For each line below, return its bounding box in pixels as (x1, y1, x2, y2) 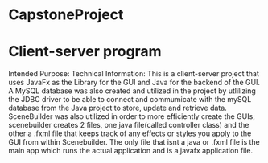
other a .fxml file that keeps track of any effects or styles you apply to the (8, 128, 252, 138)
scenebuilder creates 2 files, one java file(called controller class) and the (8, 120, 249, 130)
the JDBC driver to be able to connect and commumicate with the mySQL (8, 95, 252, 104)
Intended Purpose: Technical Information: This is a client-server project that (8, 69, 260, 79)
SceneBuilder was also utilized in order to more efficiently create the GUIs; (8, 112, 256, 121)
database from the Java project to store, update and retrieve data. (8, 103, 227, 113)
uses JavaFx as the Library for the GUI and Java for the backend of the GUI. (8, 78, 260, 88)
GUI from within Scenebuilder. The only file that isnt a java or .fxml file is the (8, 137, 260, 147)
